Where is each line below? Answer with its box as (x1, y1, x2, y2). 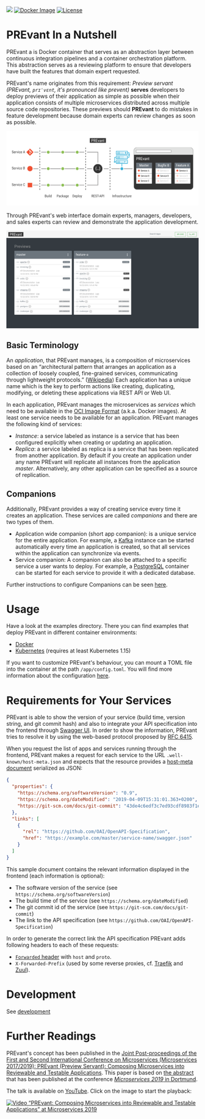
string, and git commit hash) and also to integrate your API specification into (6, 720, 198, 728)
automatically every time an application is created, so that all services (15, 543, 190, 550)
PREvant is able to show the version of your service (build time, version (6, 714, 185, 721)
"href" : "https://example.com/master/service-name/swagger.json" (22, 835, 192, 841)
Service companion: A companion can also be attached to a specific (15, 556, 187, 563)
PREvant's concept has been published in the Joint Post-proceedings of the (6, 1049, 197, 1057)
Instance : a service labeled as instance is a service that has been (15, 432, 179, 440)
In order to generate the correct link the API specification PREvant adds (6, 934, 186, 942)
